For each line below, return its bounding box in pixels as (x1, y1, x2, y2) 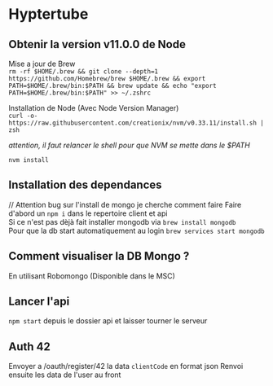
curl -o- (8, 112, 38, 120)
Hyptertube (8, 5, 89, 24)
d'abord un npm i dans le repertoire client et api (8, 208, 168, 218)
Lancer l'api (8, 295, 70, 309)
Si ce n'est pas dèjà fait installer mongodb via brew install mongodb (8, 217, 236, 226)
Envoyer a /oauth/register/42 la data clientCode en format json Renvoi (8, 362, 244, 371)
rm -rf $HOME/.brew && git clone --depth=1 (8, 68, 159, 76)
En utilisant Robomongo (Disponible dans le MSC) (8, 270, 175, 281)
